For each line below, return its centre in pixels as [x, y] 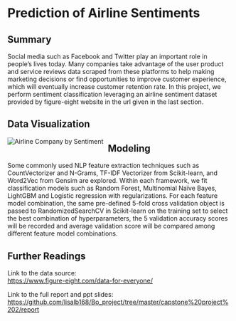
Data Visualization [49, 124]
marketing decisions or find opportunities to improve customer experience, [117, 79]
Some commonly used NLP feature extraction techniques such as [103, 166]
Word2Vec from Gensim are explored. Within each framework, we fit [107, 181]
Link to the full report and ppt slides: [60, 295]
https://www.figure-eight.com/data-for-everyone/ [80, 281]
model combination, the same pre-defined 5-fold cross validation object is [116, 204]
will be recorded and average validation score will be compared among [111, 226]
